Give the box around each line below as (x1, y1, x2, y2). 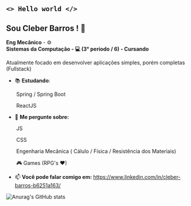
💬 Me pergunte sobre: (14, 114, 69, 121)
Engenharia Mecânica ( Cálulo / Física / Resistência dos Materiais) (16, 148, 176, 155)
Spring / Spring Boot (16, 91, 66, 98)
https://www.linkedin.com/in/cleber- (93, 174, 181, 181)
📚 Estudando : (14, 77, 51, 84)
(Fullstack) (6, 65, 32, 72)
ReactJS (16, 102, 37, 109)
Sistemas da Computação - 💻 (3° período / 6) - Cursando (6, 45, 149, 52)
